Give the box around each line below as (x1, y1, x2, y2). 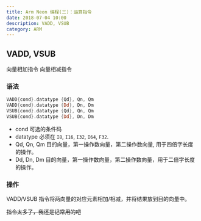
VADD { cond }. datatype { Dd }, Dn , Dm (6, 102, 94, 109)
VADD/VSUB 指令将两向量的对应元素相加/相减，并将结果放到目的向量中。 (6, 195, 191, 203)
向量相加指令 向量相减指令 (6, 65, 72, 73)
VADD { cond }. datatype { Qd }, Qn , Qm (6, 96, 94, 103)
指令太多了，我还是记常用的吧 (6, 208, 81, 216)
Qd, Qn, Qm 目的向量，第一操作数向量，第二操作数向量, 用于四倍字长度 (15, 140, 194, 148)
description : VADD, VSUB (6, 20, 69, 26)
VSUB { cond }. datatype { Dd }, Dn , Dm (6, 114, 94, 120)
